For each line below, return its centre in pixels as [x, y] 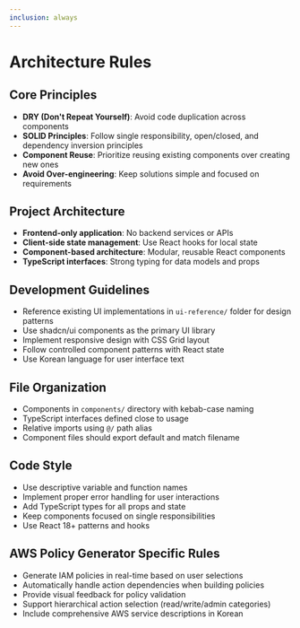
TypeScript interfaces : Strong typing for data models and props [141, 262]
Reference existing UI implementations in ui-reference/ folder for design [157, 311]
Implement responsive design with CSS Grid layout [116, 340]
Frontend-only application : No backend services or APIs [128, 233]
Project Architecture [67, 212]
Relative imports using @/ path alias [87, 428]
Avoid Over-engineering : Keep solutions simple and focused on [141, 174]
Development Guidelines [80, 289]
